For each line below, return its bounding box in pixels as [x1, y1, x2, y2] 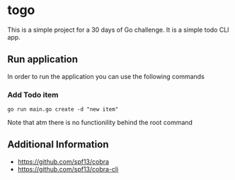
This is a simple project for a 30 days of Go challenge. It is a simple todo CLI [7, 25, 229, 34]
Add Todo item [7, 90, 59, 100]
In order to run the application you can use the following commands [7, 72, 205, 80]
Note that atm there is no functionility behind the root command [7, 119, 193, 127]
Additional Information [7, 138, 109, 150]
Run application [7, 54, 79, 66]
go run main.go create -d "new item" [7, 106, 119, 113]
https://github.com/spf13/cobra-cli [17, 164, 119, 173]
